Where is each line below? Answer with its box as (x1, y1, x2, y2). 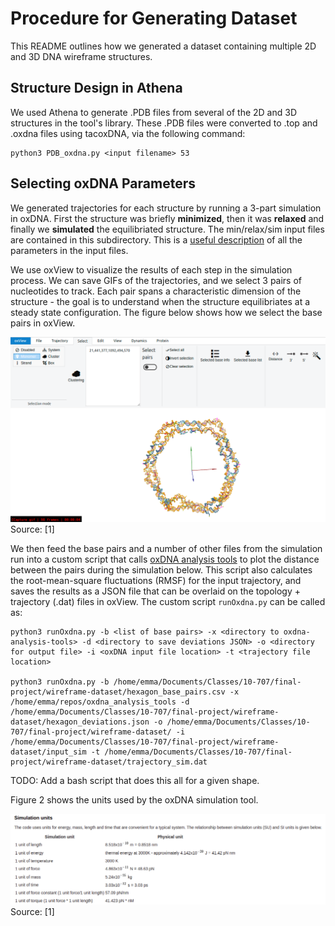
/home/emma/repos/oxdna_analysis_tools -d (10, 697, 190, 707)
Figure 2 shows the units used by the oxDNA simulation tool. (10, 794, 259, 806)
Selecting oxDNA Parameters (10, 175, 196, 192)
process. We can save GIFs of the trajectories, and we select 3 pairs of (10, 274, 303, 286)
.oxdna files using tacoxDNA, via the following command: (10, 127, 246, 139)
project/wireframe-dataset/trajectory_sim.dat (10, 757, 208, 767)
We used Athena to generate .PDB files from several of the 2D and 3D (10, 106, 298, 118)
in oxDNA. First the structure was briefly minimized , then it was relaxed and (10, 212, 325, 224)
